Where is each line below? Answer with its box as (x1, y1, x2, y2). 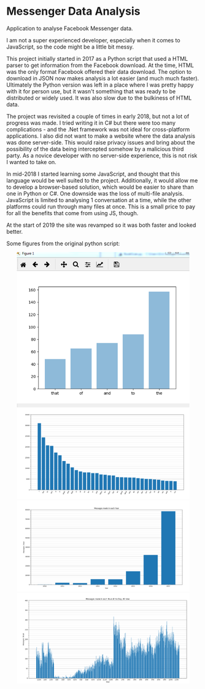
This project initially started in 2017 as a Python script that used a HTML (6, 55, 188, 62)
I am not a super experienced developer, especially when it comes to (6, 36, 180, 44)
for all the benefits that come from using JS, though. (6, 209, 139, 216)
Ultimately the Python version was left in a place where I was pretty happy (6, 81, 194, 89)
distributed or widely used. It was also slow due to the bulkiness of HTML (6, 94, 192, 101)
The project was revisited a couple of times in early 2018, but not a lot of (6, 112, 190, 120)
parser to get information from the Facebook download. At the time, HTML (6, 61, 195, 69)
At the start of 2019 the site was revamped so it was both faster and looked (6, 221, 196, 229)
